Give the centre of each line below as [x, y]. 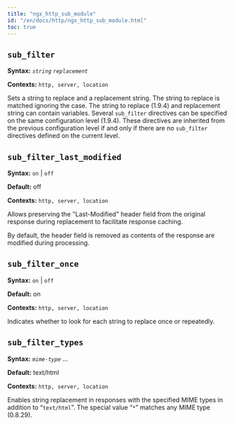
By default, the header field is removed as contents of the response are [111, 235]
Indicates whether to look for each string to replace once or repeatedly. [111, 321]
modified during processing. [48, 243]
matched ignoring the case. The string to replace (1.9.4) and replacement [114, 106]
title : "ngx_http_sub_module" [52, 14]
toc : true [22, 27]
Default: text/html [33, 372]
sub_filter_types [45, 343]
